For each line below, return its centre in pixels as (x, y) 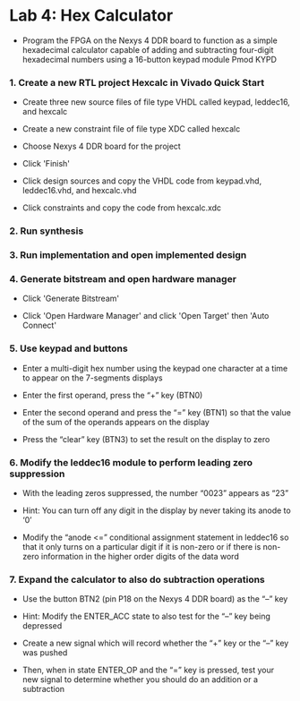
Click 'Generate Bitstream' (70, 299)
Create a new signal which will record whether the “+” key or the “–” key (155, 643)
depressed (42, 626)
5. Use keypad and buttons (69, 348)
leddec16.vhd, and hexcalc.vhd (79, 191)
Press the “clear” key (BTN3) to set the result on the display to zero (146, 439)
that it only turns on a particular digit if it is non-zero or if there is (141, 546)
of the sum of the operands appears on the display (116, 422)
